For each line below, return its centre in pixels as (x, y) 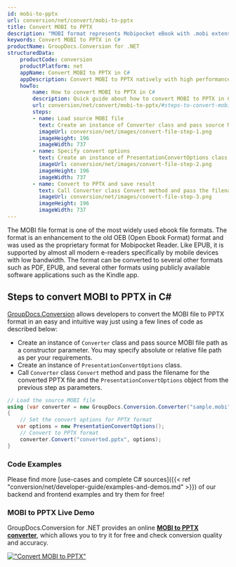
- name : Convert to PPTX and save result (94, 184)
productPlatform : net (51, 66)
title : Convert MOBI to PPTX (50, 27)
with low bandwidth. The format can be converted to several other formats (115, 260)
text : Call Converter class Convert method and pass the (124, 191)
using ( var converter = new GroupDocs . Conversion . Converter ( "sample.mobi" (119, 407)
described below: (32, 329)
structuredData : (31, 53)
